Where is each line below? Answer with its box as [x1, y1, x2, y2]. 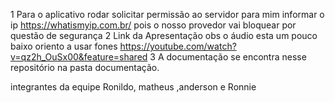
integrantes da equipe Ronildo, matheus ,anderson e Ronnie [10, 81, 257, 93]
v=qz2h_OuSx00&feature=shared [10, 51, 148, 63]
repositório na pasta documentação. [10, 62, 160, 73]
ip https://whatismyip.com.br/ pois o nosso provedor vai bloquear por [10, 19, 297, 31]
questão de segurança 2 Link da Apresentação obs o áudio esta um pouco [10, 30, 318, 41]
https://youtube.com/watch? [119, 40, 237, 52]
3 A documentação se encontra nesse [149, 51, 307, 63]
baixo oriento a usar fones [10, 40, 118, 52]
